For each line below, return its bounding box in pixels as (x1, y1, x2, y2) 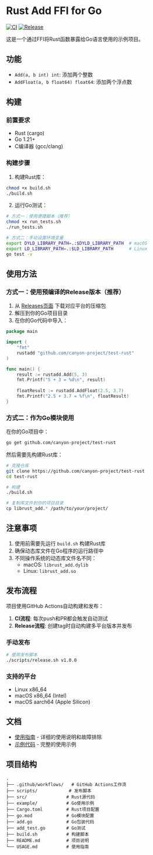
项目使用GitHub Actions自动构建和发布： (6, 602, 104, 609)
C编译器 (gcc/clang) (14, 143, 63, 150)
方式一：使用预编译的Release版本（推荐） (6, 288, 125, 296)
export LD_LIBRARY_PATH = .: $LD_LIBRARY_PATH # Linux (6, 246, 148, 252)
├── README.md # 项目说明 (6, 837, 89, 843)
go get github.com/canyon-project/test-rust (6, 440, 116, 446)
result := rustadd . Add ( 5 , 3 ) (16, 372, 88, 377)
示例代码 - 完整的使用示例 (14, 740, 77, 747)
